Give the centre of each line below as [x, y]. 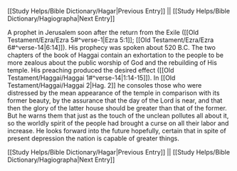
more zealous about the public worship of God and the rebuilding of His [112, 63]
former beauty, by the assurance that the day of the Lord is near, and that [115, 100]
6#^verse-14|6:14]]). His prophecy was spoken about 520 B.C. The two [111, 47]
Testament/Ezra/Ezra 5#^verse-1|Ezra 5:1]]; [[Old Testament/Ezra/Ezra [111, 40]
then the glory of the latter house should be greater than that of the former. [117, 108]
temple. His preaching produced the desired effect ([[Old [91, 70]
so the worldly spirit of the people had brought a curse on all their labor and [118, 123]
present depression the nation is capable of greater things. [94, 138]
